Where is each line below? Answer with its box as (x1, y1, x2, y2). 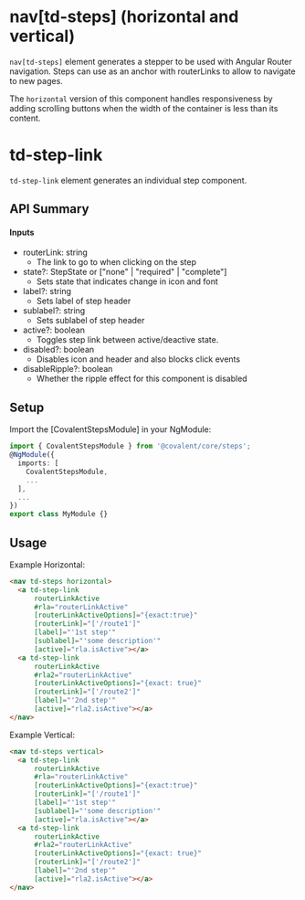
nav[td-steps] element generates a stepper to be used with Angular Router (9, 56, 292, 67)
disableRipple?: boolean (22, 364, 113, 375)
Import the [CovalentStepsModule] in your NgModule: (9, 424, 212, 435)
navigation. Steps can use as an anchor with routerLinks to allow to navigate (9, 66, 296, 77)
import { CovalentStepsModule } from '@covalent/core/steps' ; (9, 441, 251, 451)
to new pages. (9, 75, 64, 86)
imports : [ (17, 459, 59, 468)
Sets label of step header (36, 295, 131, 307)
